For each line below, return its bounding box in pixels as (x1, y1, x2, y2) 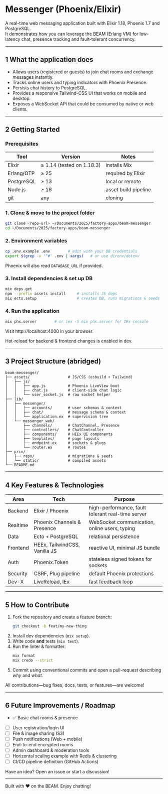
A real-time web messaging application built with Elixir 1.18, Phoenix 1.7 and (5, 20, 160, 26)
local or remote (105, 178, 141, 185)
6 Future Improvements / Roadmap (5, 701, 115, 710)
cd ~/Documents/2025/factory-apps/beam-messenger (5, 225, 111, 230)
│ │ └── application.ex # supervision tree (5, 414, 108, 420)
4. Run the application (5, 308, 60, 315)
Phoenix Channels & (33, 518, 81, 525)
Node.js (7, 186, 26, 193)
